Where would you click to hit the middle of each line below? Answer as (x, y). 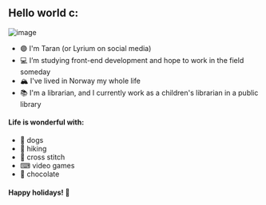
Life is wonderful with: (46, 122)
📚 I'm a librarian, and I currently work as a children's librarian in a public (139, 93)
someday (35, 72)
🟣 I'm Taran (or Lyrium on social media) (85, 48)
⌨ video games (47, 166)
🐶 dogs (32, 140)
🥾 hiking (33, 149)
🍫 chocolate (40, 174)
